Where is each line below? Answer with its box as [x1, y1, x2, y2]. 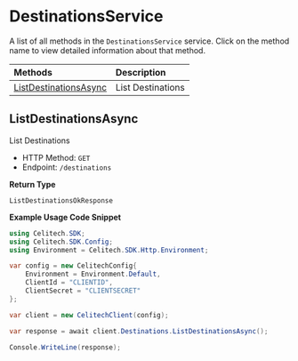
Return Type [9, 179, 56, 189]
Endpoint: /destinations [21, 162, 112, 172]
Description [115, 66, 166, 78]
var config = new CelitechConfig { [9, 261, 138, 270]
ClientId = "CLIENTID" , [25, 278, 114, 287]
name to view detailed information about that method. [9, 44, 206, 55]
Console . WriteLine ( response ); [9, 342, 122, 352]
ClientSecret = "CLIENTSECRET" [25, 286, 141, 295]
